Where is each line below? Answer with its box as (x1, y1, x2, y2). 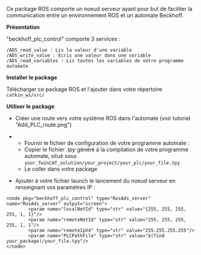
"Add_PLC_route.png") (15, 121, 72, 128)
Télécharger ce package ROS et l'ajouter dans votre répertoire (6, 85, 163, 93)
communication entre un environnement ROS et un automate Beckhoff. (6, 12, 184, 19)
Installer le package (6, 74, 57, 81)
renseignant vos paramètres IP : (15, 184, 96, 191)
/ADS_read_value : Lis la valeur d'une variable (6, 47, 132, 53)
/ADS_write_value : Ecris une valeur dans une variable (6, 52, 151, 59)
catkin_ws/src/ (6, 92, 45, 98)
